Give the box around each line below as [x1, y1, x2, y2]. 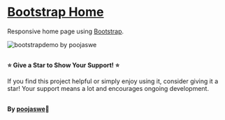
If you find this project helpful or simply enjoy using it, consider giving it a [7, 77, 219, 85]
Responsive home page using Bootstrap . [7, 27, 124, 35]
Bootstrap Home [7, 4, 104, 20]
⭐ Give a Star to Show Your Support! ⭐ [7, 61, 120, 69]
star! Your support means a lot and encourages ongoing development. [7, 85, 210, 93]
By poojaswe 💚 [7, 105, 50, 113]
